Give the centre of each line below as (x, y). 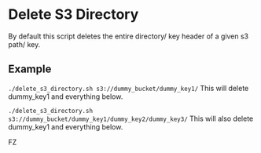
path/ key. (24, 44)
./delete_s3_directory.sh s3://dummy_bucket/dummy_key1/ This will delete (129, 88)
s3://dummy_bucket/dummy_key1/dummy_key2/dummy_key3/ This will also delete (131, 118)
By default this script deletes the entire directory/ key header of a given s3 (129, 36)
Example (30, 69)
